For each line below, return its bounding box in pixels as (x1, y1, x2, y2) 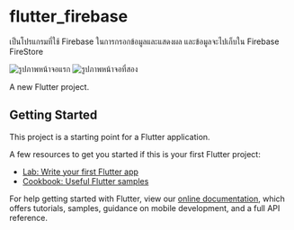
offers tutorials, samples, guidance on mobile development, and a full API (9, 202, 281, 213)
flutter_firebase (9, 6, 129, 27)
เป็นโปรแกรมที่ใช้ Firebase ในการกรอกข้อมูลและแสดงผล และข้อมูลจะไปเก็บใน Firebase (9, 36, 280, 47)
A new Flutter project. (9, 81, 90, 92)
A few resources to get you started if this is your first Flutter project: (9, 148, 261, 159)
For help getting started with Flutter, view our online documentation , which (9, 193, 286, 204)
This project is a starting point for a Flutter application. (9, 131, 210, 142)
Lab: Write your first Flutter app (22, 166, 139, 177)
